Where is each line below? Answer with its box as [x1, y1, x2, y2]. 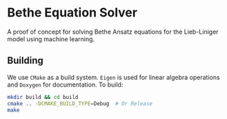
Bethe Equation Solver [7, 5, 138, 21]
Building [7, 55, 43, 67]
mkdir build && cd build [7, 94, 79, 100]
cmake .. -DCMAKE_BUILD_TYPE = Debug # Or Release [7, 100, 153, 107]
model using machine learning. [7, 34, 95, 43]
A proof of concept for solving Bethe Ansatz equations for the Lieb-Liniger [7, 28, 219, 36]
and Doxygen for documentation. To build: [7, 80, 124, 89]
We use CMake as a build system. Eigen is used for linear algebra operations [7, 73, 220, 81]
